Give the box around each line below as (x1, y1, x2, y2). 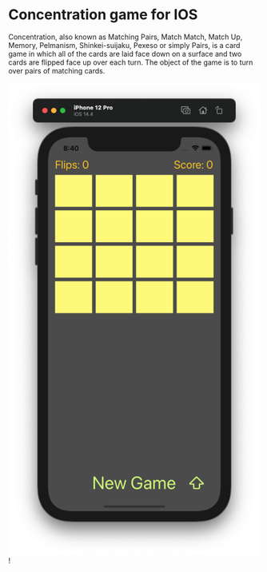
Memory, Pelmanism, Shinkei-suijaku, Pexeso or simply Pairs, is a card (8, 40, 241, 50)
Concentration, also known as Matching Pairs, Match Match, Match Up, (8, 32, 243, 42)
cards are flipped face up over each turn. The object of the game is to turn (8, 58, 253, 67)
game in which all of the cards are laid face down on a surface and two (8, 49, 242, 58)
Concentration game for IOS (8, 6, 198, 24)
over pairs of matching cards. (8, 66, 106, 75)
